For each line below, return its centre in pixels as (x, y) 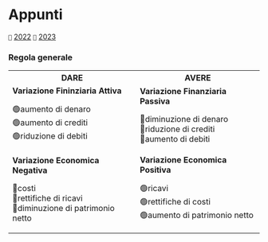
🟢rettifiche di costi (175, 202)
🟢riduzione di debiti (50, 136)
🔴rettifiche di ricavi (47, 198)
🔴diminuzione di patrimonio (64, 208)
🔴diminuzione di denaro (184, 119)
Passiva (155, 101)
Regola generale (41, 57)
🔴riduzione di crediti (177, 129)
